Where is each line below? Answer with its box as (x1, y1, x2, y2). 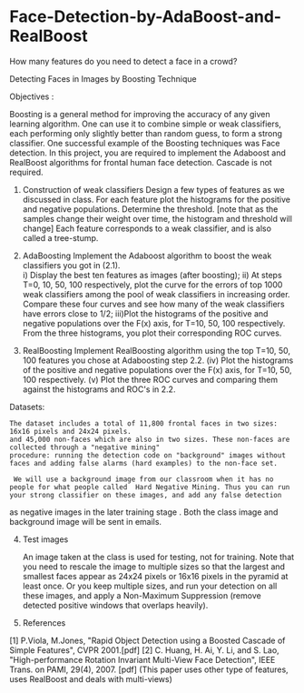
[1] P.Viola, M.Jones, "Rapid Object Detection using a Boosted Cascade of (9, 635, 286, 646)
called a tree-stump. (22, 232, 99, 243)
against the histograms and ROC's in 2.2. (22, 384, 176, 395)
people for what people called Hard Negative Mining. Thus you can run (9, 482, 290, 492)
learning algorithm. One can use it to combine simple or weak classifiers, (9, 118, 281, 129)
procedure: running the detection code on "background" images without (9, 450, 286, 460)
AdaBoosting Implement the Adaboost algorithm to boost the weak (22, 250, 272, 261)
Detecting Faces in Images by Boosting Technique (9, 73, 197, 84)
